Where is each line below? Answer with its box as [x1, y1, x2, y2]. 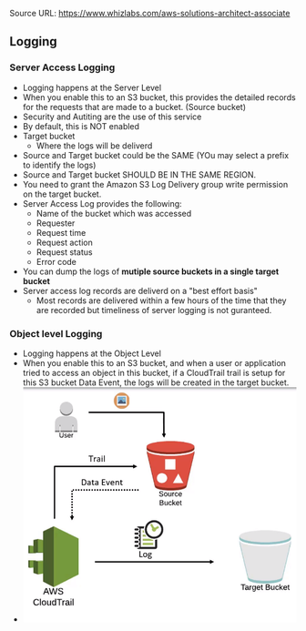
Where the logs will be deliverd [36, 140, 153, 151]
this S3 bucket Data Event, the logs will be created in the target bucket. [22, 377, 290, 388]
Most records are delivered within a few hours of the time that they [36, 295, 287, 306]
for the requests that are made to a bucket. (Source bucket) [22, 101, 247, 112]
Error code [36, 256, 77, 267]
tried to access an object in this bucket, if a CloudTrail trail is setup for [22, 367, 286, 378]
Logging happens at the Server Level [22, 82, 162, 93]
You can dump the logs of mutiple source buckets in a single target [22, 266, 280, 277]
